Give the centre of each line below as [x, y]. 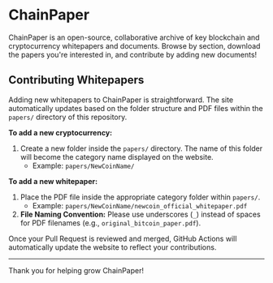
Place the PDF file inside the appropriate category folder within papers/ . [140, 197]
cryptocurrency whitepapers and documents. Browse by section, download [134, 45]
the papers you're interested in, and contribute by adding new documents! [133, 54]
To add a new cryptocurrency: [61, 132]
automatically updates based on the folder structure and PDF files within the [136, 108]
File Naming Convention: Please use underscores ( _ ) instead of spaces [141, 214]
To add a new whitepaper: [53, 181]
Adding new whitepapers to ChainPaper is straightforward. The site [121, 100]
